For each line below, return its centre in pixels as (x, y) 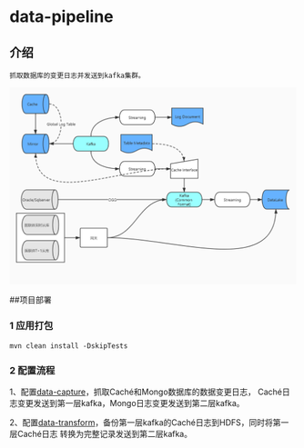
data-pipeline (61, 17)
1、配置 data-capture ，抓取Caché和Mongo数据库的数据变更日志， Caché (146, 392)
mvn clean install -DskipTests (69, 346)
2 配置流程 (32, 371)
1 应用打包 (31, 325)
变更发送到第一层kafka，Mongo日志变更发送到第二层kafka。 (131, 403)
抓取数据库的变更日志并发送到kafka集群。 (77, 75)
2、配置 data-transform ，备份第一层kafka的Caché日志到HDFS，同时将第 (145, 423)
